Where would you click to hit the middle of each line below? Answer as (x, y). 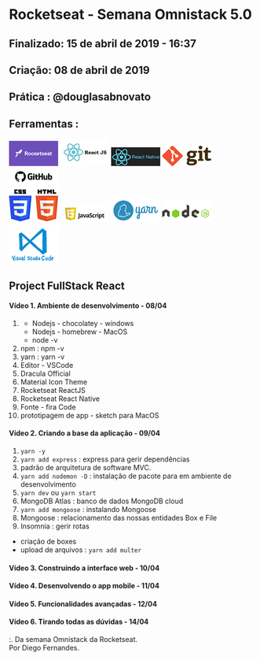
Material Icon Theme (54, 382)
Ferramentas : (44, 124)
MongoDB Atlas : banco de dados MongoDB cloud (102, 501)
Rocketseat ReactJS (53, 390)
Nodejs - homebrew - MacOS (80, 332)
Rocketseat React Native (60, 399)
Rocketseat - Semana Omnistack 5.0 (130, 15)
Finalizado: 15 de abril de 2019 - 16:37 (103, 44)
